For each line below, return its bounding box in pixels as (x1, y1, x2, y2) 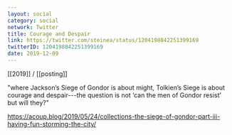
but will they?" (7, 98, 50, 107)
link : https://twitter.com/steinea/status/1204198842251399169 (7, 37, 199, 44)
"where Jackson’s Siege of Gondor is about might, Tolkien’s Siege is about (7, 83, 226, 92)
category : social (7, 17, 59, 24)
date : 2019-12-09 (7, 50, 59, 58)
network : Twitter (7, 23, 59, 31)
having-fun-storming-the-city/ (7, 119, 97, 128)
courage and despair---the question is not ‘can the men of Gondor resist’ (7, 90, 222, 99)
